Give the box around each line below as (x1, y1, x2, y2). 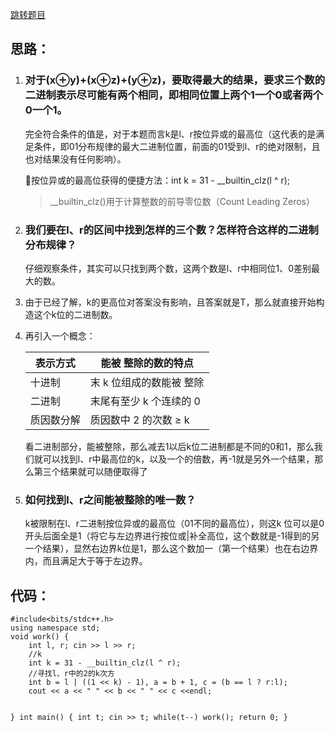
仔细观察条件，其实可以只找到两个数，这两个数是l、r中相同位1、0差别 (24, 262, 312, 274)
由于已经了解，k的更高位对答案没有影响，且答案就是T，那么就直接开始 (24, 296, 317, 308)
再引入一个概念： (24, 329, 96, 342)
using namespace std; (10, 623, 101, 633)
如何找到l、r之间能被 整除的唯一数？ (24, 493, 197, 507)
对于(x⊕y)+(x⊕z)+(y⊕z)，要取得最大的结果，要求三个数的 (24, 73, 326, 87)
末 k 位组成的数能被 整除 (89, 375, 205, 389)
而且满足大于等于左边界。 (42, 555, 148, 567)
